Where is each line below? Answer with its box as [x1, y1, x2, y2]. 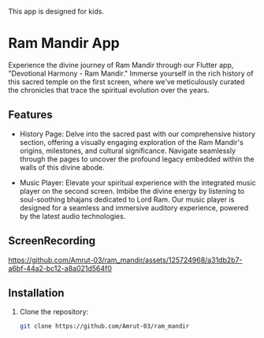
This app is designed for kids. [8, 7, 105, 16]
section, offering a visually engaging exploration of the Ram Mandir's [19, 137, 244, 147]
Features [8, 108, 53, 121]
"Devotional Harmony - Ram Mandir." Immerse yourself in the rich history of [8, 69, 254, 78]
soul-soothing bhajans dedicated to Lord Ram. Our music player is [19, 195, 235, 204]
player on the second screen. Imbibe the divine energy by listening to [19, 186, 245, 195]
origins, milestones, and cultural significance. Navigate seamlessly [19, 146, 236, 155]
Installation [8, 286, 65, 299]
